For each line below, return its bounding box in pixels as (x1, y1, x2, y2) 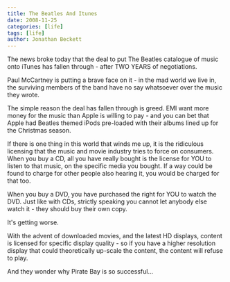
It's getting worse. (7, 218, 59, 226)
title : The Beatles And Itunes (7, 10, 98, 17)
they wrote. (7, 91, 40, 99)
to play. (7, 254, 28, 263)
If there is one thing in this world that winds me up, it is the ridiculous (7, 140, 204, 148)
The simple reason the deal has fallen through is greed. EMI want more (7, 104, 209, 113)
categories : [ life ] (7, 23, 64, 30)
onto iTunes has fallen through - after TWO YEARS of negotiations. (7, 63, 197, 71)
